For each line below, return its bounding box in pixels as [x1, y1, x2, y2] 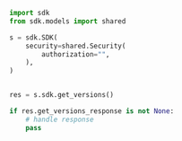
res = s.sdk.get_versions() [9, 91, 115, 100]
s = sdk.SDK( [9, 32, 58, 42]
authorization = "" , [41, 49, 110, 58]
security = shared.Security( [25, 41, 126, 50]
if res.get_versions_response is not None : [9, 107, 175, 116]
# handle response [25, 115, 94, 124]
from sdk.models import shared [9, 16, 126, 26]
